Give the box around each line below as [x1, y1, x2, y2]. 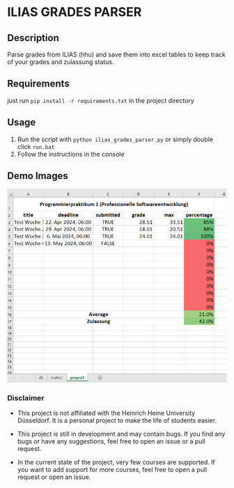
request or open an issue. [17, 473, 91, 481]
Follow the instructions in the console [17, 150, 125, 158]
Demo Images [7, 170, 68, 182]
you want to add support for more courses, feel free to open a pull [17, 466, 208, 474]
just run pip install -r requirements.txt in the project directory [7, 96, 195, 104]
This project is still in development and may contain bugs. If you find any [17, 430, 226, 439]
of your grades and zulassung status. [7, 58, 114, 66]
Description [7, 32, 59, 44]
